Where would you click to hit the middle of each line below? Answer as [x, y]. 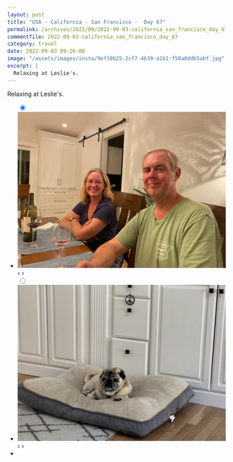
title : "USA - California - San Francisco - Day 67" [87, 22]
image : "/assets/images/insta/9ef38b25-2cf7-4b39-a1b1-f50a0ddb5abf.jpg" [116, 59]
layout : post [26, 15]
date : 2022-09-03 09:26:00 [46, 51]
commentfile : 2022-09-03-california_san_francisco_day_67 [93, 37]
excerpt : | [23, 66]
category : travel [32, 44]
